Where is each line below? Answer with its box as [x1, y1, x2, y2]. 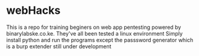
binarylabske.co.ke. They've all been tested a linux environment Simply [6, 30, 183, 37]
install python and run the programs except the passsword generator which [6, 36, 194, 43]
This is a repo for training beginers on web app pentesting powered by [6, 23, 182, 31]
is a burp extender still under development [6, 43, 112, 50]
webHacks [6, 4, 61, 17]
